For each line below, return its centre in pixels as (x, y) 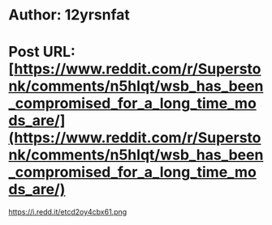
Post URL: (42, 52)
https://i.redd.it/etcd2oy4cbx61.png (68, 212)
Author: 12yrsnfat (69, 15)
